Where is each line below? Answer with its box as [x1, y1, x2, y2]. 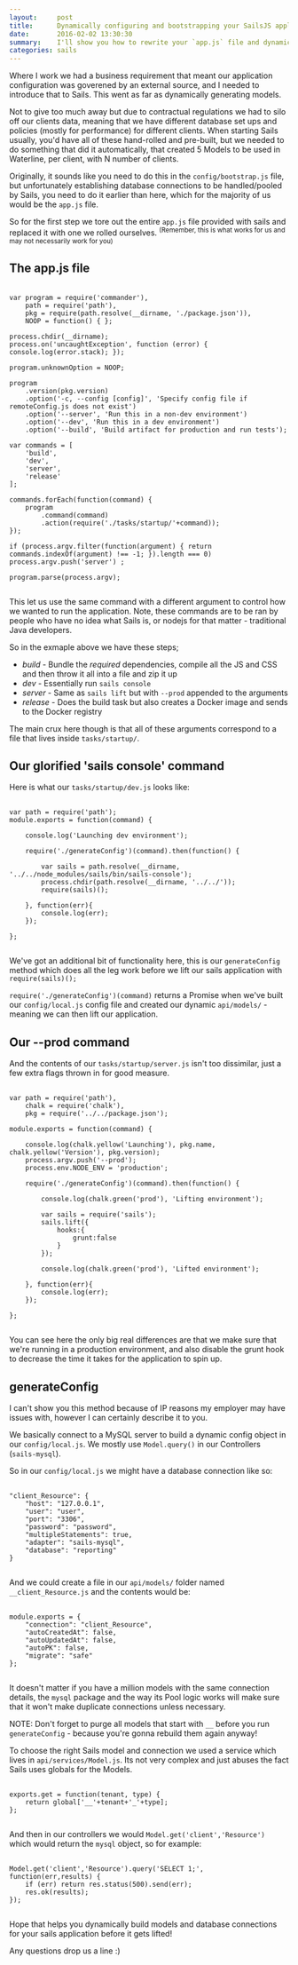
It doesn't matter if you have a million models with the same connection [9, 1683, 271, 1693]
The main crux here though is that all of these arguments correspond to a [9, 723, 277, 733]
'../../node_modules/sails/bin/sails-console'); [9, 870, 192, 879]
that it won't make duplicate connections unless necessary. [9, 1701, 226, 1712]
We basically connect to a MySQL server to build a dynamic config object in [9, 1430, 286, 1440]
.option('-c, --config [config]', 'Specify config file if [25, 394, 248, 403]
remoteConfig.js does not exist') [9, 401, 137, 411]
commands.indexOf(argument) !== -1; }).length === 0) [9, 550, 213, 559]
